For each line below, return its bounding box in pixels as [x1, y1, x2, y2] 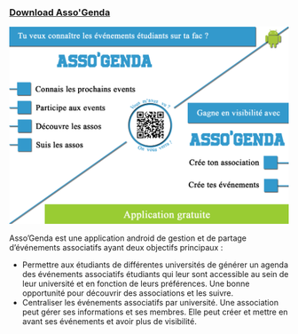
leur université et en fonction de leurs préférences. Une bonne [21, 278, 250, 290]
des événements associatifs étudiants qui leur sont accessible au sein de [21, 269, 289, 280]
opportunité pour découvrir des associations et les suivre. [21, 288, 234, 298]
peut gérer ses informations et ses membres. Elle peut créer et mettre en [21, 306, 288, 317]
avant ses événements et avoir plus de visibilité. [21, 316, 197, 327]
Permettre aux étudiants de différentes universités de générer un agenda [21, 259, 288, 270]
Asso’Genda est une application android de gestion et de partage [9, 233, 247, 243]
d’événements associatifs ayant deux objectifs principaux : [9, 243, 223, 253]
